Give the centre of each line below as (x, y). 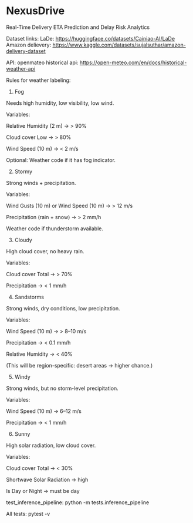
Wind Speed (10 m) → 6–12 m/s (44, 411)
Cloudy (23, 240)
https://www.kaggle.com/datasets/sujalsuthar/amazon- (119, 45)
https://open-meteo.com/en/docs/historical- (133, 62)
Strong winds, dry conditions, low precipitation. (63, 308)
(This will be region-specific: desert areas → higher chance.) (79, 365)
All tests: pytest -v (28, 514)
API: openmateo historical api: (42, 62)
